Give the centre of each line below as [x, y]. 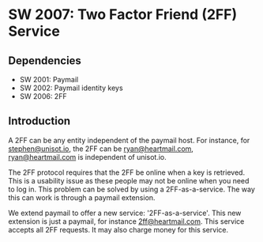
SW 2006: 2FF [43, 96]
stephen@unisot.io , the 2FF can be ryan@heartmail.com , [101, 149]
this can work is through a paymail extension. [82, 197]
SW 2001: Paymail [49, 79]
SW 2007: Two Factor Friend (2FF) [123, 15]
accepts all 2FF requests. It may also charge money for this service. [118, 229]
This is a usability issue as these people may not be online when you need [129, 180]
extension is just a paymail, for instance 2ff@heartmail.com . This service [126, 221]
